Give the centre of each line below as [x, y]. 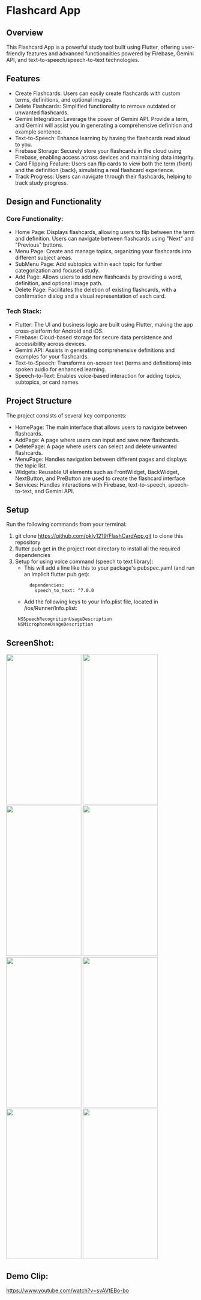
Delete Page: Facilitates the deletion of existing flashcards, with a [96, 289]
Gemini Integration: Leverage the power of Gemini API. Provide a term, [102, 119]
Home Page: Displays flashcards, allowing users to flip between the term [105, 232]
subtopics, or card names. [47, 382]
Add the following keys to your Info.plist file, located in [91, 602]
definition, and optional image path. [59, 283]
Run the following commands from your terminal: [67, 525]
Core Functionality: [35, 219]
